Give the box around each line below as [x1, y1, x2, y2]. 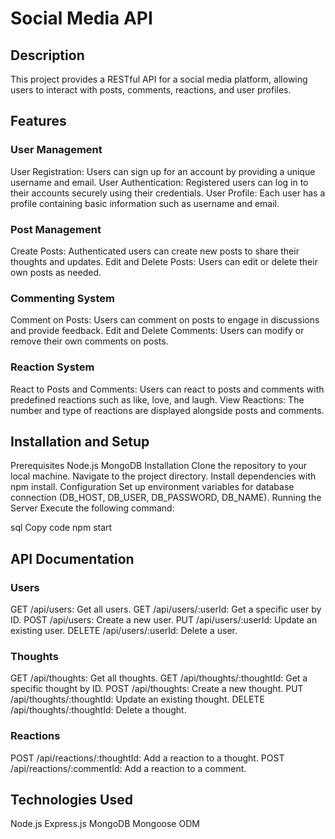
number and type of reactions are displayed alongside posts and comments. [10, 404, 325, 416]
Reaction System [10, 360, 95, 374]
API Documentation [10, 550, 135, 567]
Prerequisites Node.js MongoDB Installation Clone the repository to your [10, 460, 308, 472]
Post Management [10, 222, 102, 236]
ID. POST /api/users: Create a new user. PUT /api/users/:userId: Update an [10, 614, 318, 626]
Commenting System [10, 291, 115, 305]
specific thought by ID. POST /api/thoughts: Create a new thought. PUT [10, 683, 304, 695]
